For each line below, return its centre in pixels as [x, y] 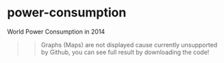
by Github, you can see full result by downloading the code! [125, 52]
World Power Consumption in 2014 [56, 32]
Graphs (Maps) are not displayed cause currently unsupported [129, 45]
